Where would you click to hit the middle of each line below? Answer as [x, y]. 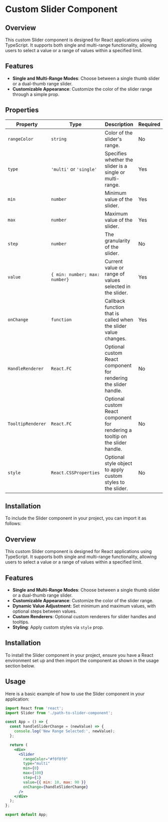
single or [115, 172]
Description [119, 124]
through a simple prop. [36, 94]
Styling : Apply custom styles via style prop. [58, 627]
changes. [115, 338]
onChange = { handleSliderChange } [56, 787]
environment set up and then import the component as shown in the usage [82, 660]
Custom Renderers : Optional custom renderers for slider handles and [84, 617]
